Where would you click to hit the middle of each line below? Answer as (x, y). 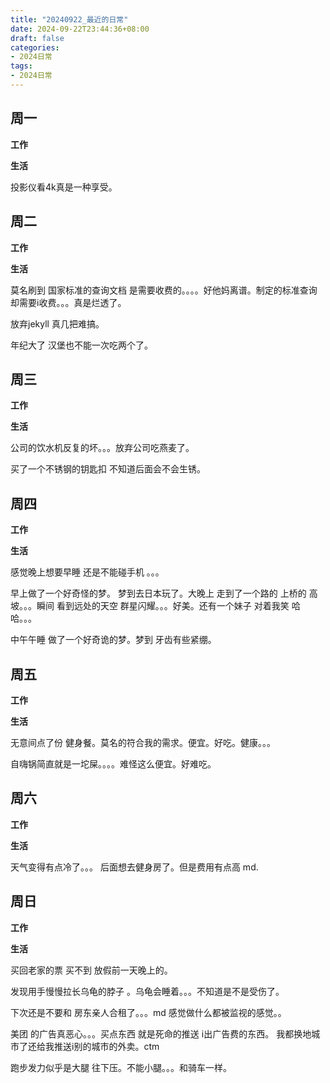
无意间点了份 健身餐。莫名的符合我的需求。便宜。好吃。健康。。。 (143, 742)
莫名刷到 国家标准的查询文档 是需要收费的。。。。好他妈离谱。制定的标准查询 (164, 290)
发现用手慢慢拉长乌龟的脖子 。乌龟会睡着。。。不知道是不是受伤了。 (147, 991)
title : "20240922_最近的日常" (69, 19)
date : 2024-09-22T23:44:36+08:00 (80, 29)
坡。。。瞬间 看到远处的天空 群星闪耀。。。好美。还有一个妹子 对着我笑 (150, 606)
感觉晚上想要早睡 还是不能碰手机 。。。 (87, 572)
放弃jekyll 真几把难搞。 (57, 323)
